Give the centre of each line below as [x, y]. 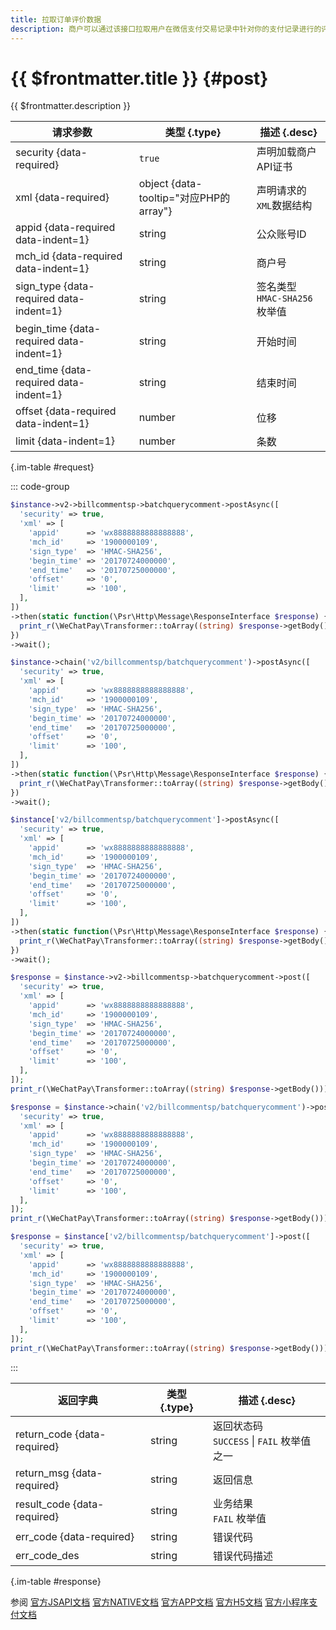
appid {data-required [65, 228]
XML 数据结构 [284, 206]
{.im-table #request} [52, 467]
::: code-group [40, 487]
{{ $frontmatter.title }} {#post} [139, 78]
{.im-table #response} [56, 1581]
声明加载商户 [286, 152]
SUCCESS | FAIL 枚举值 [262, 1441]
